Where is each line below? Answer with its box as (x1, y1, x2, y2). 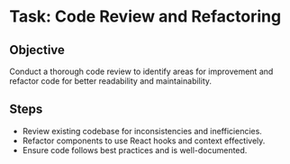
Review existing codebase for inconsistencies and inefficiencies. (22, 125, 263, 136)
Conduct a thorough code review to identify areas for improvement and (9, 66, 274, 77)
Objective (9, 42, 66, 58)
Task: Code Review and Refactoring (9, 6, 282, 27)
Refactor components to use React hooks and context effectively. (22, 135, 266, 146)
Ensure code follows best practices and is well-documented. (22, 144, 248, 155)
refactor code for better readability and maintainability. (9, 76, 213, 87)
